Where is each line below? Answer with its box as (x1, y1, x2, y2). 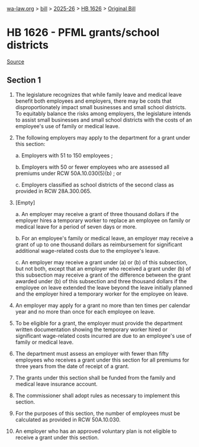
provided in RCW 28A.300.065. (15, 187, 92, 195)
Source (7, 58, 24, 65)
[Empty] (15, 199, 35, 206)
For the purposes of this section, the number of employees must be (15, 410, 180, 417)
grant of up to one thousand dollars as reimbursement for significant (15, 240, 182, 248)
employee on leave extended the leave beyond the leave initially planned (15, 284, 193, 291)
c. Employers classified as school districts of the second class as (15, 181, 174, 188)
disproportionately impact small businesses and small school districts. (15, 103, 187, 110)
